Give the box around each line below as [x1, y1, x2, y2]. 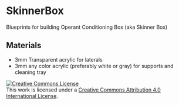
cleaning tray [14, 69, 47, 76]
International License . [6, 92, 59, 99]
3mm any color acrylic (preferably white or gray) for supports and [14, 62, 174, 69]
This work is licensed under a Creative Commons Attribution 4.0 [6, 86, 161, 93]
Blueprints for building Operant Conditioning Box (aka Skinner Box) [6, 23, 168, 31]
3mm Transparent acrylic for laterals [14, 56, 103, 63]
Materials [6, 40, 42, 50]
